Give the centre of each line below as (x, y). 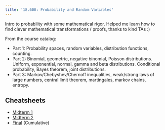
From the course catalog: (31, 39)
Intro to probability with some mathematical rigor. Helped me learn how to (80, 24)
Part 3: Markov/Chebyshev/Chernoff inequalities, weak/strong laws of (83, 74)
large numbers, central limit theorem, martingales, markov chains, (79, 80)
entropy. (21, 85)
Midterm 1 (22, 112)
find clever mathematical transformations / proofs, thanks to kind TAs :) (78, 29)
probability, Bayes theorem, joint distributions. (59, 69)
